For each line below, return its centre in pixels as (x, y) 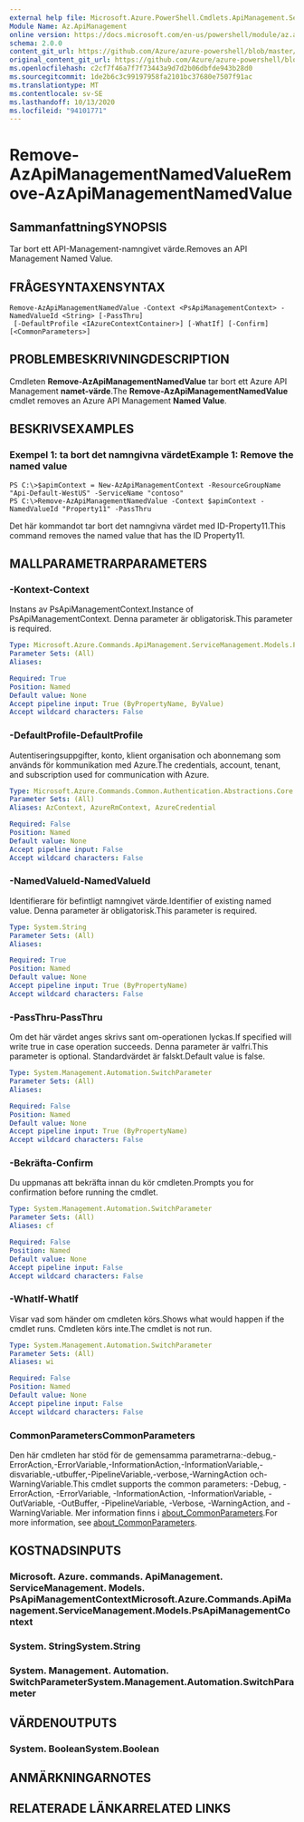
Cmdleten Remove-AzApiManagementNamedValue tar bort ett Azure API (148, 381)
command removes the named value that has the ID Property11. (127, 535)
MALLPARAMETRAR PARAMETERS (109, 563)
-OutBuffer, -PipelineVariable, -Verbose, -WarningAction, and (171, 1503)
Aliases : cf (32, 1226)
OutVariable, (33, 1503)
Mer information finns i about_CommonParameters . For (176, 1513)
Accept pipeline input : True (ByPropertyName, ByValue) (117, 703)
